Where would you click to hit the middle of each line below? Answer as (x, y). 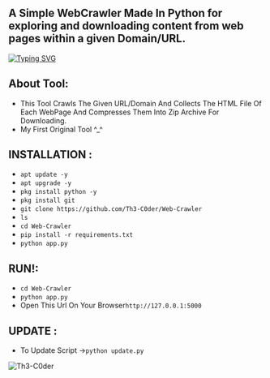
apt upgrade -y (46, 183)
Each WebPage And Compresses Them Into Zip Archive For (120, 112)
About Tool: (39, 84)
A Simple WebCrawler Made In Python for (116, 13)
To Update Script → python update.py (82, 350)
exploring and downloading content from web (126, 26)
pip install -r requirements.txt (77, 235)
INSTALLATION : (50, 155)
